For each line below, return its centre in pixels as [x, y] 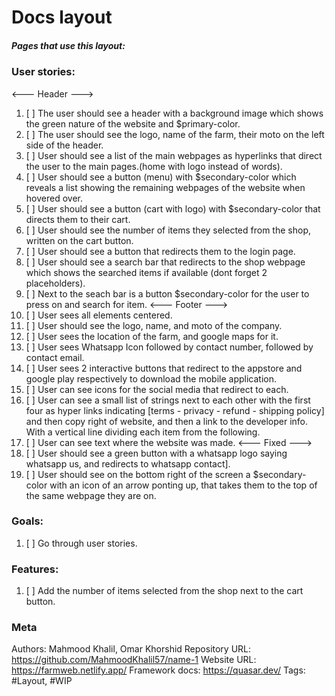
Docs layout [62, 17]
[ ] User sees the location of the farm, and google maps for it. [152, 336]
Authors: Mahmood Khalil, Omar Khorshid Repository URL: [131, 649]
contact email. [55, 357]
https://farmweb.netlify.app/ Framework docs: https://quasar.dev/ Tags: [158, 670]
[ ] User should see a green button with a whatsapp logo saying [156, 453]
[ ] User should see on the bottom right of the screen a [138, 474]
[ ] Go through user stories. [81, 543]
